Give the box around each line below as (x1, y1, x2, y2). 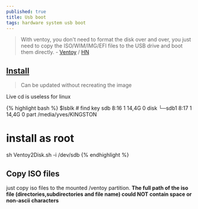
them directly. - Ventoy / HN (20, 49, 90, 56)
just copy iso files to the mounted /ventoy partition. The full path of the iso (6, 184, 189, 191)
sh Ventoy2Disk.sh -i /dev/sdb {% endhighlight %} (6, 151, 129, 159)
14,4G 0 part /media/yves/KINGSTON (6, 111, 97, 118)
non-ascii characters (6, 197, 59, 204)
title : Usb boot (6, 14, 46, 20)
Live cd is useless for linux (6, 93, 71, 100)
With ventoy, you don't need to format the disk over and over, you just (20, 36, 191, 43)
